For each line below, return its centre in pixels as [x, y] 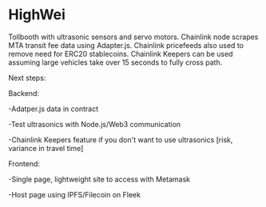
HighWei [37, 15]
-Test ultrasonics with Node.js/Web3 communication [95, 124]
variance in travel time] [46, 148]
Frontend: [24, 163]
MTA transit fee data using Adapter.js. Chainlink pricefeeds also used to [126, 45]
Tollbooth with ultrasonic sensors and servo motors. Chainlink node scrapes [133, 37]
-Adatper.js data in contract [53, 109]
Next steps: [27, 78]
